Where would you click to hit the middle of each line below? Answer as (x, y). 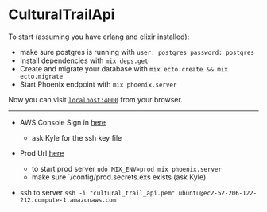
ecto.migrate (41, 76)
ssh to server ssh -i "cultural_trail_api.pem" (97, 192)
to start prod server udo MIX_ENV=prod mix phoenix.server (127, 168)
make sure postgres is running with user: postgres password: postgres (137, 52)
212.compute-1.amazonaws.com (68, 200)
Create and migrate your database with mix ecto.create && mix (124, 68)
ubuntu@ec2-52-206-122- (218, 193)
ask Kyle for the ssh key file (77, 137)
